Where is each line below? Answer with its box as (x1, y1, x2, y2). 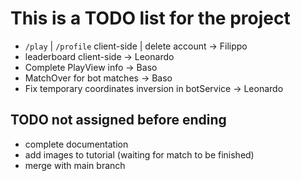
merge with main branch (24, 159, 126, 171)
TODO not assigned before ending (10, 112, 227, 129)
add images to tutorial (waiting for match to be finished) (24, 148, 255, 161)
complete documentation (24, 138, 129, 150)
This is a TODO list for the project (10, 7, 291, 30)
